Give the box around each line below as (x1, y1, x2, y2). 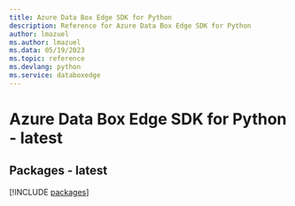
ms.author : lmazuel (9, 37, 82, 47)
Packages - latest (9, 163, 108, 178)
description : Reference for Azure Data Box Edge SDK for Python (9, 21, 252, 30)
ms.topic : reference (9, 54, 86, 63)
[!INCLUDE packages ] (9, 186, 89, 197)
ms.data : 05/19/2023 (9, 46, 86, 55)
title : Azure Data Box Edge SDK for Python (9, 12, 173, 22)
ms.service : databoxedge (9, 71, 101, 80)
